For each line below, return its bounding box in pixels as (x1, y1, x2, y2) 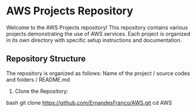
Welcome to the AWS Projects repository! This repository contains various (6, 24, 188, 31)
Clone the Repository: (14, 88, 69, 95)
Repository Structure (6, 54, 86, 64)
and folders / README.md (6, 76, 70, 83)
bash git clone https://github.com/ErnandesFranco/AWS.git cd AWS (6, 99, 172, 106)
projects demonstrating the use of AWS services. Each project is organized (6, 30, 191, 37)
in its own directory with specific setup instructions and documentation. (6, 36, 182, 43)
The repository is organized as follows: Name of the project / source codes (6, 70, 191, 77)
